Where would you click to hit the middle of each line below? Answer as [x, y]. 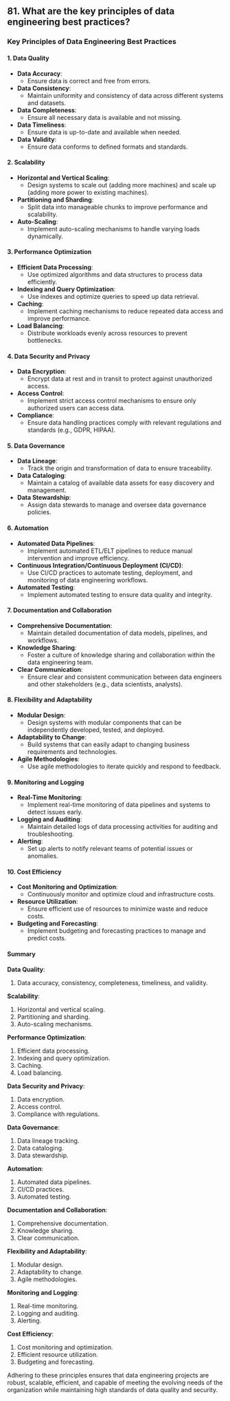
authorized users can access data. [76, 408]
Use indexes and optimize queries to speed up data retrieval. [113, 296]
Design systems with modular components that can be [104, 722]
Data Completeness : [47, 110]
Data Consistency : [44, 88]
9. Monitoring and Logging [46, 782]
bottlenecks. [45, 340]
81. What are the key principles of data [91, 11]
